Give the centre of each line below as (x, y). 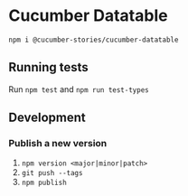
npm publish (44, 183)
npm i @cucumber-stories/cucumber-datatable (94, 40)
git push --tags (52, 173)
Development (47, 118)
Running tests (49, 67)
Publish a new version (58, 144)
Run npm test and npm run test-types (79, 89)
